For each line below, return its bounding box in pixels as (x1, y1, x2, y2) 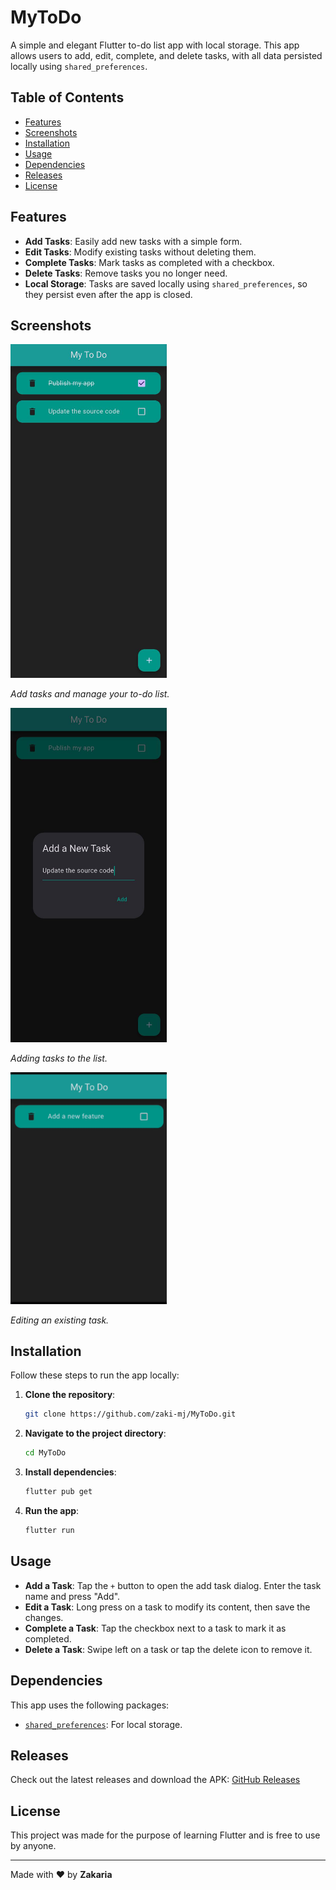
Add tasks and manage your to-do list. (10, 687, 170, 700)
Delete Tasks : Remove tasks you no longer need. (24, 267, 228, 279)
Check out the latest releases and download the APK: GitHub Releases (10, 1774, 301, 1786)
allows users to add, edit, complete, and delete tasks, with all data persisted (10, 49, 323, 61)
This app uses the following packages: (10, 1699, 170, 1711)
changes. (24, 1611, 64, 1623)
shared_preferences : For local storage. (24, 1718, 183, 1730)
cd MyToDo (24, 1448, 67, 1458)
